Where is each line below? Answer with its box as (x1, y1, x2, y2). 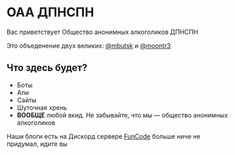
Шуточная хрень (16, 103, 68, 112)
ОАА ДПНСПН (6, 4, 95, 21)
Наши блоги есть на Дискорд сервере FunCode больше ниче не (6, 132, 200, 140)
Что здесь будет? (6, 62, 88, 74)
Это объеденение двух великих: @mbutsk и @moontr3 (6, 41, 171, 50)
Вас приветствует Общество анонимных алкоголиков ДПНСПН (6, 28, 198, 36)
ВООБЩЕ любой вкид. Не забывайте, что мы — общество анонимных (16, 110, 229, 119)
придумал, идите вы (6, 139, 68, 148)
